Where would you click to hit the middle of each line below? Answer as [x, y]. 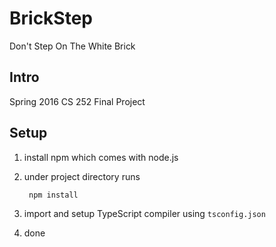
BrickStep [51, 18]
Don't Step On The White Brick [72, 46]
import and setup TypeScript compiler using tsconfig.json [144, 213]
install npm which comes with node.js [101, 157]
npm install [53, 195]
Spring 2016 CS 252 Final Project [77, 101]
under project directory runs [82, 176]
